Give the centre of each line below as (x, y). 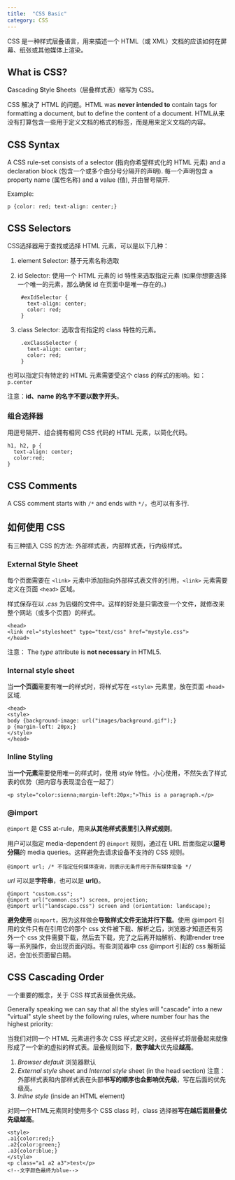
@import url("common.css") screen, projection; (78, 900)
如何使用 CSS (36, 528)
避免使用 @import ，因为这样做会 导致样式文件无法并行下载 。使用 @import (112, 920)
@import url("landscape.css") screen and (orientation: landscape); (109, 907)
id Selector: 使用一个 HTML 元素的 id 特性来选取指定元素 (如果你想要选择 (122, 275)
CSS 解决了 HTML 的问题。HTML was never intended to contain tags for (112, 105)
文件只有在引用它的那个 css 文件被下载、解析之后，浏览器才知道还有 (118, 929)
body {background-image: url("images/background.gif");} (92, 721)
